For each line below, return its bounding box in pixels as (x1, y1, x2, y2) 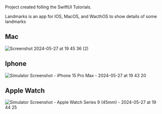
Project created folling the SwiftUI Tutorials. (5, 4, 92, 10)
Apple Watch (5, 87, 45, 95)
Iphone (5, 60, 27, 68)
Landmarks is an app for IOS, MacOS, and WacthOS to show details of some (5, 14, 157, 19)
